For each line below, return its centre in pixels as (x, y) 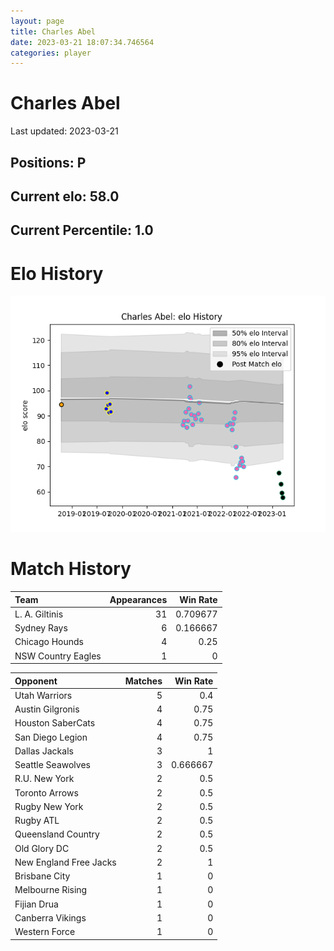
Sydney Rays (41, 628)
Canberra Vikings (50, 917)
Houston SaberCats (55, 723)
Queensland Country (57, 834)
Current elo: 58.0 (65, 196)
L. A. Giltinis (39, 614)
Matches (143, 681)
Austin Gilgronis (47, 709)
